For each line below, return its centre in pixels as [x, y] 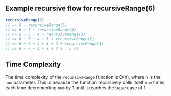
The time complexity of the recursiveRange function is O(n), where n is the [83, 77]
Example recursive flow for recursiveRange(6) [80, 8]
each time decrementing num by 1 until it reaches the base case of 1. [76, 88]
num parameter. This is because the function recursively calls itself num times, [86, 82]
